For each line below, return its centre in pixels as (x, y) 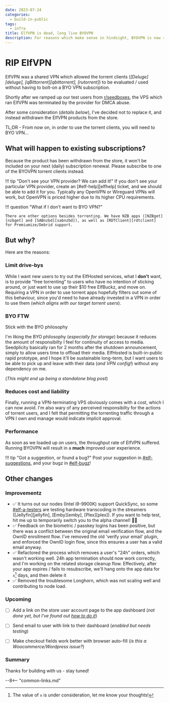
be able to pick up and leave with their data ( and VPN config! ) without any (82, 364)
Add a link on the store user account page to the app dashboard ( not (83, 610)
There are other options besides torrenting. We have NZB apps (73, 216)
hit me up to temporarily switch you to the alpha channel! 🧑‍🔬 (75, 520)
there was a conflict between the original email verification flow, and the (87, 532)
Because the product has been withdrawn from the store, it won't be (76, 160)
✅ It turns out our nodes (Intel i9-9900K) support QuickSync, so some (85, 504)
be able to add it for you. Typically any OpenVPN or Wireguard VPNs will (80, 192)
